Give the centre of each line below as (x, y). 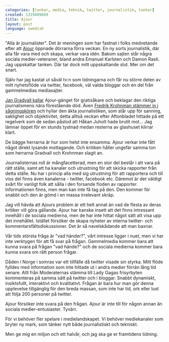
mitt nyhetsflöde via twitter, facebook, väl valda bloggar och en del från (79, 85)
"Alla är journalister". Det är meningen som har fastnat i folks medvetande (81, 43)
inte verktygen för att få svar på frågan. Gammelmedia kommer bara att (79, 241)
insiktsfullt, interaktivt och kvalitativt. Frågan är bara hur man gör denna (79, 283)
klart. (11, 132)
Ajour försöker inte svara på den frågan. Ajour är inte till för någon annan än (84, 304)
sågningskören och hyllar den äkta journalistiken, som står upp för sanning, (83, 111)
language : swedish (24, 29)
